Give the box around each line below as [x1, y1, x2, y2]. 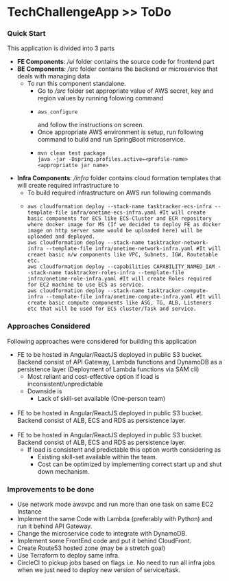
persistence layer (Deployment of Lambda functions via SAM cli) [16, 365, 200, 373]
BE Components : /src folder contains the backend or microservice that [16, 65, 218, 73]
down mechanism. [37, 467, 90, 475]
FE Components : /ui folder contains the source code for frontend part [16, 58, 215, 66]
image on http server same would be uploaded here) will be [27, 228, 203, 234]
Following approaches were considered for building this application [7, 337, 197, 345]
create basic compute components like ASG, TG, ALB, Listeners [27, 300, 213, 307]
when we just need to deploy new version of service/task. [16, 566, 180, 574]
